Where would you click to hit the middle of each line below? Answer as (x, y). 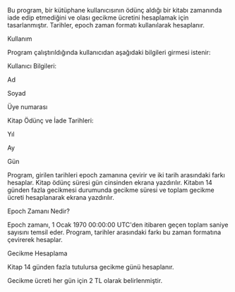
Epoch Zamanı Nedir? (39, 211)
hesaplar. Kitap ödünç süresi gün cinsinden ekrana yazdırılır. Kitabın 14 (110, 183)
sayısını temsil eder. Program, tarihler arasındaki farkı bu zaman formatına (114, 232)
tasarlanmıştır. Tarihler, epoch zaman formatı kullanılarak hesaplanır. (106, 25)
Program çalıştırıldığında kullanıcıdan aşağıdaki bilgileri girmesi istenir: (109, 52)
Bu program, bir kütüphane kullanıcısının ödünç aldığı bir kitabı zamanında (115, 10)
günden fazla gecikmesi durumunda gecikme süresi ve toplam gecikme (111, 190)
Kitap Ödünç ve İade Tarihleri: (50, 120)
